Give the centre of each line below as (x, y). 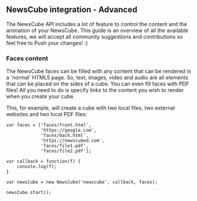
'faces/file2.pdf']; (66, 151)
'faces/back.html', (65, 136)
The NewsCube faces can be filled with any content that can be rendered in (99, 71)
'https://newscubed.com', (73, 141)
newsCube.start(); (29, 193)
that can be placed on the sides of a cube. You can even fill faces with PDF (98, 84)
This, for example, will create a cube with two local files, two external (90, 108)
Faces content (27, 58)
